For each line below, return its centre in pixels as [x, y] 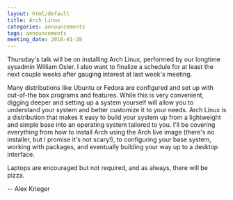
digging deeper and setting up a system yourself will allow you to [101, 102]
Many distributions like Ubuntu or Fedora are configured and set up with [111, 88]
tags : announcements [37, 33]
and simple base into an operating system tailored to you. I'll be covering [111, 125]
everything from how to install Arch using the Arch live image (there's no [111, 132]
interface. [21, 155]
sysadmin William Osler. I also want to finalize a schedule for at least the [111, 67]
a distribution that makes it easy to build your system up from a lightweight [114, 117]
